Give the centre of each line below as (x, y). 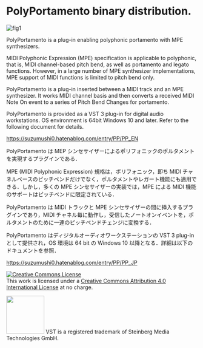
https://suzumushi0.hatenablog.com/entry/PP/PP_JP (72, 262)
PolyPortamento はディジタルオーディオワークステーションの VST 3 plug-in (100, 235)
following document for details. (45, 126)
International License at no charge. (50, 287)
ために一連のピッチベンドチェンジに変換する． (96, 222)
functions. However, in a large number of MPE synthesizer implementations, (101, 70)
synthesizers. (23, 46)
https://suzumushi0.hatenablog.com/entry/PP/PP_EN (72, 138)
